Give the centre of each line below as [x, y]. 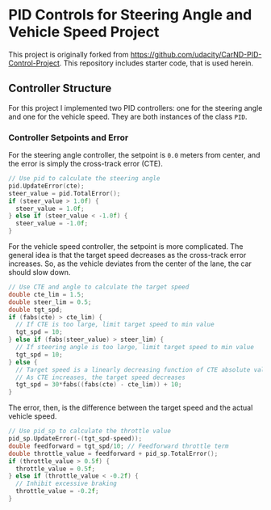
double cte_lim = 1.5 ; [46, 294]
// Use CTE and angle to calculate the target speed [99, 287]
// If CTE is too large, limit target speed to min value [115, 325]
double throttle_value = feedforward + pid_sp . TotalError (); [113, 453]
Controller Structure [60, 89]
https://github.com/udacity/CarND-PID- [196, 54]
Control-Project [34, 63]
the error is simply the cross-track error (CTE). [86, 164]
